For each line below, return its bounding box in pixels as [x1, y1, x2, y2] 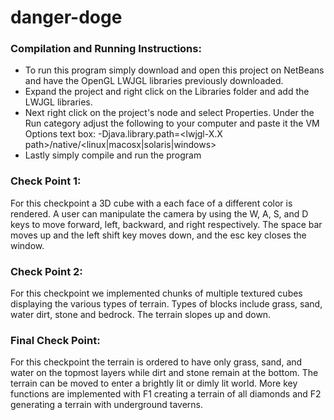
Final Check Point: [10, 334, 101, 347]
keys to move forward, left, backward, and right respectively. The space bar [10, 218, 323, 230]
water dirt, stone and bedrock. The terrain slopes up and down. [10, 309, 272, 321]
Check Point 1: [10, 174, 82, 188]
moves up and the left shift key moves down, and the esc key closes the [10, 229, 307, 241]
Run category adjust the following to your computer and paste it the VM [24, 117, 320, 130]
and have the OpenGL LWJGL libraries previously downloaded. [24, 75, 284, 87]
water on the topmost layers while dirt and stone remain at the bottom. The [10, 367, 319, 379]
